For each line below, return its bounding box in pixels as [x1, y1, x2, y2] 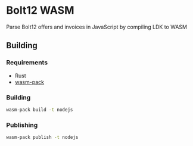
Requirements [6, 58, 48, 67]
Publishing [6, 120, 38, 129]
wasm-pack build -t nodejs [6, 107, 73, 113]
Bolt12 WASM [6, 4, 74, 17]
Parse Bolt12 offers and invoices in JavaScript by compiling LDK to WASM [6, 23, 188, 30]
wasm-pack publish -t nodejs [6, 135, 79, 141]
